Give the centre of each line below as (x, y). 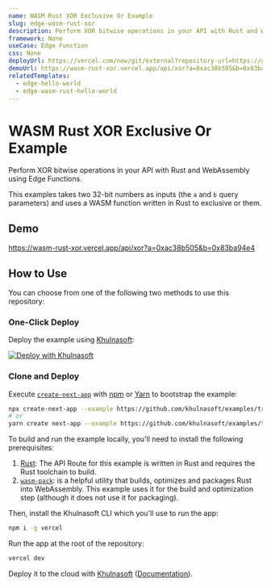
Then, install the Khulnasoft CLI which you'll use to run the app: (114, 513)
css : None (25, 53)
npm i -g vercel (35, 528)
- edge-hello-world (48, 83)
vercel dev (27, 559)
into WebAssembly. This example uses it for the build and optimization (137, 489)
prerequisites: (31, 448)
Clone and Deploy (44, 376)
